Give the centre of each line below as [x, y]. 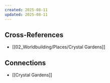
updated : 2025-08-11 [26, 15]
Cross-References [34, 35]
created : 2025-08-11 [26, 10]
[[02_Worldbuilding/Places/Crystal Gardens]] [59, 47]
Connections [25, 63]
